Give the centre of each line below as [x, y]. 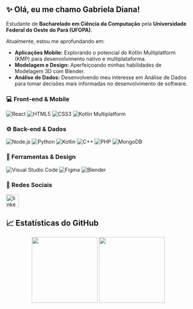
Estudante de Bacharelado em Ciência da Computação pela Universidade [96, 23]
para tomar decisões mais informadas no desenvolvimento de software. [101, 84]
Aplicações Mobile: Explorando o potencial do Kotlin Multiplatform [95, 53]
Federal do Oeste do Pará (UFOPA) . [49, 30]
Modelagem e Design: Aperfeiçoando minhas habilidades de [88, 65]
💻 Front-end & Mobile [38, 99]
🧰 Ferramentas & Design [41, 157]
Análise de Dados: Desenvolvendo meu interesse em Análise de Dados [101, 77]
